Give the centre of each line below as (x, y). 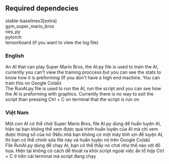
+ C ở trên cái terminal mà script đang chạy (51, 156)
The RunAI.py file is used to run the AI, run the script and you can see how (83, 88)
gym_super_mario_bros (30, 26)
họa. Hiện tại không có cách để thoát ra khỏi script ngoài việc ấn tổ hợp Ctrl (85, 151)
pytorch (13, 37)
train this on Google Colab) (34, 83)
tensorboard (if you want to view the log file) (52, 42)
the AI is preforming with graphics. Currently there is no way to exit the (79, 94)
